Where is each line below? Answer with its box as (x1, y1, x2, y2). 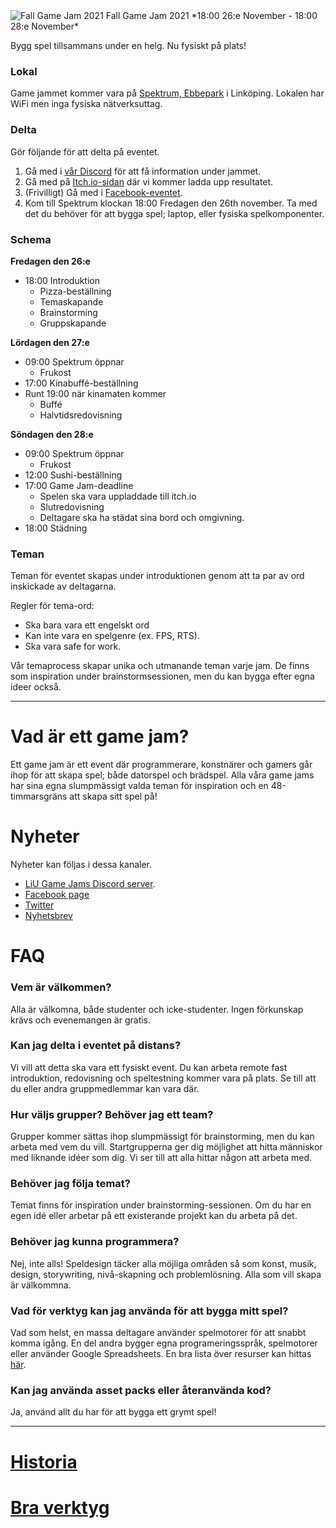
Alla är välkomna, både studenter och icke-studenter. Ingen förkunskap (10, 1003, 304, 1015)
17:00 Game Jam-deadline (24, 479, 134, 491)
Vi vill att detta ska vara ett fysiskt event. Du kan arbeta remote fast (10, 1061, 288, 1073)
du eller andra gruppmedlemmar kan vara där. (10, 1082, 200, 1094)
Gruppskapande (39, 317, 107, 329)
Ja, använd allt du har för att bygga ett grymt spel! (10, 1406, 217, 1418)
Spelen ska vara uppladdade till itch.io (39, 490, 197, 502)
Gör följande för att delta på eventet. (10, 145, 160, 158)
